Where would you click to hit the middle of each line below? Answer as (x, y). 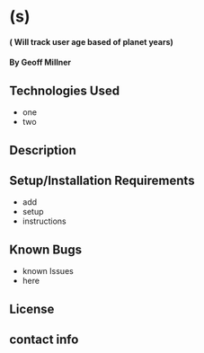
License (32, 309)
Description (43, 150)
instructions (44, 221)
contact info (44, 339)
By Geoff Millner (40, 62)
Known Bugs (46, 249)
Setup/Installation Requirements (102, 180)
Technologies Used (64, 90)
